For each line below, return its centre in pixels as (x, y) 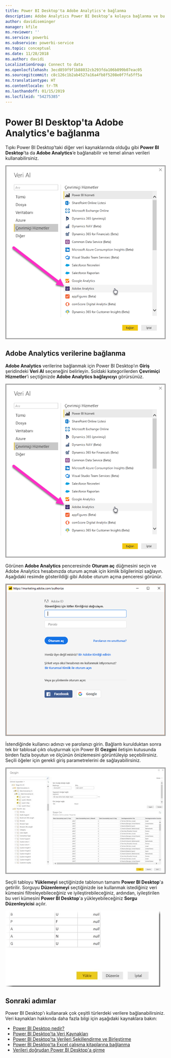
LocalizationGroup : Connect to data (44, 64)
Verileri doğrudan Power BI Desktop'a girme (59, 1050)
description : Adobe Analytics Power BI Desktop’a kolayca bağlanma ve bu (85, 16)
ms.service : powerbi (27, 38)
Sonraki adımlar (31, 1001)
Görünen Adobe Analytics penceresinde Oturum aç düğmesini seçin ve (81, 566)
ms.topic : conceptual (28, 48)
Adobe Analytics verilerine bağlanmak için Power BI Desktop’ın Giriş (78, 366)
